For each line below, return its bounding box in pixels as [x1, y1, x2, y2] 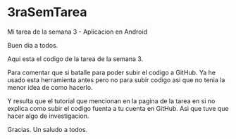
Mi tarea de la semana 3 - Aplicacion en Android [7, 27, 148, 36]
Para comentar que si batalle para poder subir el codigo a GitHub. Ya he [7, 68, 216, 77]
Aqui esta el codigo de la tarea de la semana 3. [7, 54, 144, 63]
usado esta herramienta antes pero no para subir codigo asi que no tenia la [7, 75, 225, 84]
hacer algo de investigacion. [7, 112, 89, 120]
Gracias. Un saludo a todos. [7, 125, 88, 133]
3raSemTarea [7, 4, 87, 20]
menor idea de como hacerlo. [7, 83, 93, 91]
